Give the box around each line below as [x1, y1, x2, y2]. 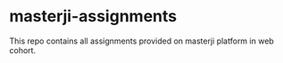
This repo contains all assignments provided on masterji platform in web [9, 35, 274, 46]
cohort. [9, 44, 37, 55]
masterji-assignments [9, 6, 177, 27]
